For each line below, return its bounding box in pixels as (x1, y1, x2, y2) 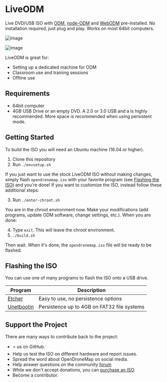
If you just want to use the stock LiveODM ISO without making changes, (5, 171, 153, 177)
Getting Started (5, 133, 54, 142)
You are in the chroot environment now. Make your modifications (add (5, 206, 149, 212)
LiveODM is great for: (5, 54, 49, 61)
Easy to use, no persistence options (38, 295, 122, 302)
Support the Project (5, 320, 67, 329)
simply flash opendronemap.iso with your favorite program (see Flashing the (5, 176, 160, 182)
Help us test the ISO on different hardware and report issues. (12, 351, 138, 357)
